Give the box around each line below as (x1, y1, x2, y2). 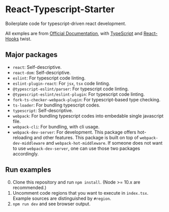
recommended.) (12, 184, 47, 191)
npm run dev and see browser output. (12, 200, 91, 207)
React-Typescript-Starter (5, 4, 115, 15)
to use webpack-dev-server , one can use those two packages (12, 145, 140, 151)
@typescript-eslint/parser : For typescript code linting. (12, 86, 129, 92)
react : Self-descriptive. (12, 64, 62, 70)
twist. (20, 36, 32, 42)
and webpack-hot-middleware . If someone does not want (45, 140, 163, 146)
